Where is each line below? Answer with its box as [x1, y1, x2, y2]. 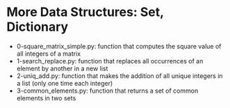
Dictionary [6, 19, 69, 35]
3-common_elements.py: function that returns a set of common [16, 86, 199, 95]
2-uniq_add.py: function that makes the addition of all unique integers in [16, 71, 223, 80]
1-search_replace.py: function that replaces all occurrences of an [16, 56, 204, 65]
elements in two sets [16, 93, 76, 102]
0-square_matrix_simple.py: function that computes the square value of [16, 42, 222, 50]
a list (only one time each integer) [16, 79, 113, 87]
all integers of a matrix [16, 49, 81, 58]
